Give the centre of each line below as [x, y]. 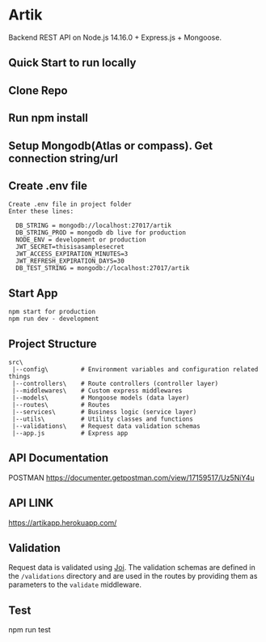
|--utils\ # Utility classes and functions [103, 419]
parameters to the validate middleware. [75, 584]
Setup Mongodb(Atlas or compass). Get [110, 146]
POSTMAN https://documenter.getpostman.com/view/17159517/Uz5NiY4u [131, 477]
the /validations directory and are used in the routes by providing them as [133, 576]
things [19, 376]
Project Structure [53, 343]
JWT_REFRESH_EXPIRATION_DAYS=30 [70, 261]
